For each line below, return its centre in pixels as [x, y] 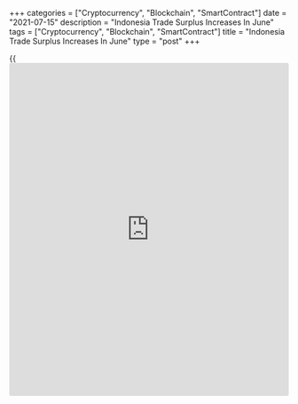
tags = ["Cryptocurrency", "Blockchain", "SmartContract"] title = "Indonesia [147, 32]
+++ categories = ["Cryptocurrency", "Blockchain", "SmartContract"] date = [148, 13]
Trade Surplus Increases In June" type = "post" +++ [105, 41]
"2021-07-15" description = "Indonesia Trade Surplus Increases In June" [142, 22]
